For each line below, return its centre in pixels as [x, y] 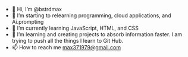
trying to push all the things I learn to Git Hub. [68, 41]
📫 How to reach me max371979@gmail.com [66, 47]
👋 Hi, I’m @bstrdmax [37, 9]
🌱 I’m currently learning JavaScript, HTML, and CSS [75, 28]
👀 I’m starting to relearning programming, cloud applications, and [91, 15]
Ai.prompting [28, 22]
